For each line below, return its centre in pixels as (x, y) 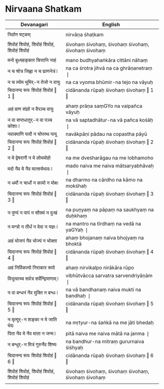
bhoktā (74, 244)
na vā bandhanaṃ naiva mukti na (103, 289)
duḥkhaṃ (76, 216)
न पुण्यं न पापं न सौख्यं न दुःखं (32, 212)
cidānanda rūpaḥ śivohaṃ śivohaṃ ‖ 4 (110, 251)
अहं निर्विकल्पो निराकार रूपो (31, 267)
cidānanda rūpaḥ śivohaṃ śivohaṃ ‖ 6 (110, 355)
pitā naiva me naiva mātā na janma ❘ (108, 333)
